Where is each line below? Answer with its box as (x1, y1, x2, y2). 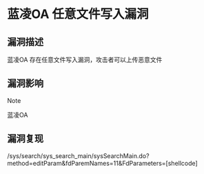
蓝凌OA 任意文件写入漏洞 (7, 6, 149, 22)
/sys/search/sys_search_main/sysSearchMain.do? (7, 151, 150, 159)
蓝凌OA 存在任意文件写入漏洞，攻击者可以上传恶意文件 (7, 56, 163, 64)
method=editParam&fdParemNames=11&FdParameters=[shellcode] (7, 159, 198, 167)
